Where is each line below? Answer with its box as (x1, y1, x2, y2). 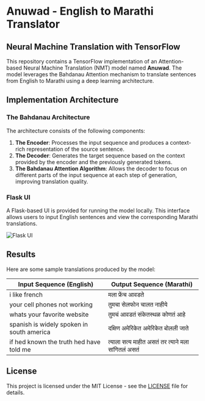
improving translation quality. (15, 178, 88, 185)
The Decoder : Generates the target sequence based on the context (15, 151, 185, 159)
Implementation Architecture (6, 95, 119, 105)
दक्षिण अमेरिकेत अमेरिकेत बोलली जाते (107, 323, 189, 332)
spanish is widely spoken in (9, 320, 88, 328)
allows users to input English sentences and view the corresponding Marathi (6, 213, 198, 220)
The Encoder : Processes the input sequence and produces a (15, 139, 169, 146)
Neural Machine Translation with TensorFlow (6, 42, 181, 52)
